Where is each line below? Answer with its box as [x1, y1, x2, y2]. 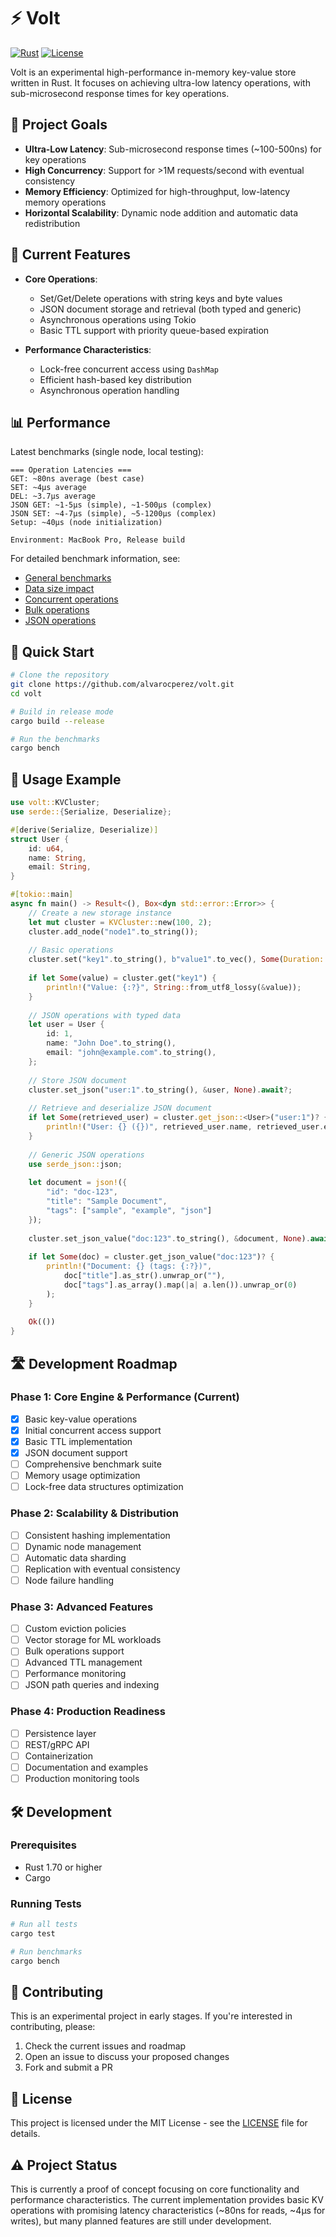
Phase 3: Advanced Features [10, 1600, 154, 1614]
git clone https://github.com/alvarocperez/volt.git [10, 680, 235, 690]
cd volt [10, 688, 43, 699]
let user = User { [28, 1020, 105, 1030]
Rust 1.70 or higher [24, 1861, 103, 1873]
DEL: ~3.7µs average [10, 491, 97, 502]
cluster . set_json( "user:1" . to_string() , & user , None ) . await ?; [28, 1085, 293, 1095]
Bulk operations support [24, 1645, 125, 1657]
